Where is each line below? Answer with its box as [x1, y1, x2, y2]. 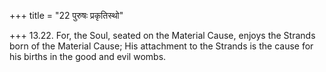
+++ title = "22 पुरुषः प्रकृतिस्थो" [9, 10, 124, 21]
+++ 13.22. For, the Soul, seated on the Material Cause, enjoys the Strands [9, 30, 316, 41]
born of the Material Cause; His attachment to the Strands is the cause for [9, 40, 314, 52]
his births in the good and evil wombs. [9, 51, 167, 62]
